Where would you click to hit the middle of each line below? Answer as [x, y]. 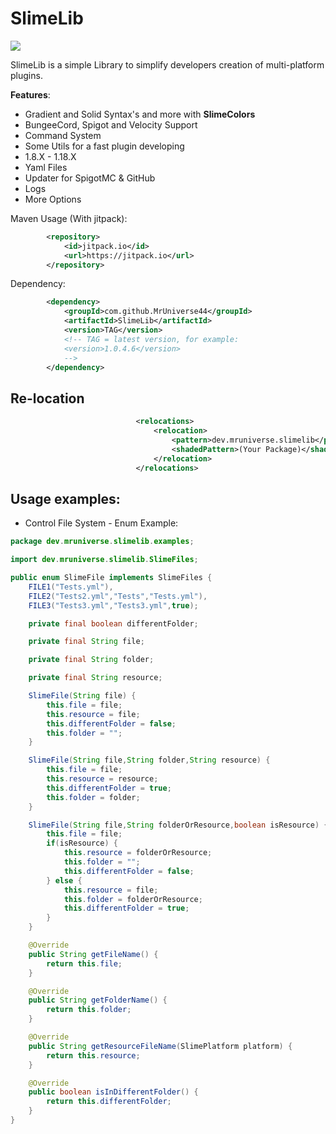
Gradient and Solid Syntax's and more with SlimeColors [140, 114]
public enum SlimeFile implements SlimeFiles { [111, 578]
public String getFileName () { [93, 954]
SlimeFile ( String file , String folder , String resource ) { [149, 760]
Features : [30, 94]
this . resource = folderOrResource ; [138, 853]
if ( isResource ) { [82, 843]
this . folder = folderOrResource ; [133, 899]
